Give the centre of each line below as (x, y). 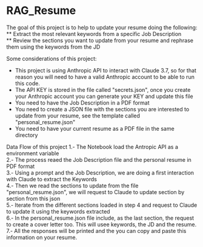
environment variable (33, 153)
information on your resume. (42, 237)
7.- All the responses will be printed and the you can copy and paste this (96, 231)
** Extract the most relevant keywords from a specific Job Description (94, 33)
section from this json (33, 198)
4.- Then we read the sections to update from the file (72, 186)
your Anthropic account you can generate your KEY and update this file (104, 96)
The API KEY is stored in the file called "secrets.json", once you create (103, 89)
